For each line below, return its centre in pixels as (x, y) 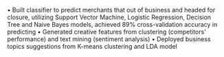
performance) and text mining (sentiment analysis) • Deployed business (109, 39)
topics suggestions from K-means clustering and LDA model (92, 46)
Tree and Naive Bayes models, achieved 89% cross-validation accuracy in (112, 24)
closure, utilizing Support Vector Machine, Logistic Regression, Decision (109, 17)
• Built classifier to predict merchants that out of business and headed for (111, 10)
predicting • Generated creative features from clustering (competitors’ (107, 32)
